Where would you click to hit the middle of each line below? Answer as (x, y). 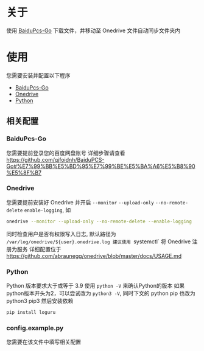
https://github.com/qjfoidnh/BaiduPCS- (55, 159)
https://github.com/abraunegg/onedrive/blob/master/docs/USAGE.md (94, 255)
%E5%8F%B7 (24, 172)
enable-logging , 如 (47, 210)
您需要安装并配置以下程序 (38, 75)
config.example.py (35, 328)
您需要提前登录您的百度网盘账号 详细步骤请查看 (66, 153)
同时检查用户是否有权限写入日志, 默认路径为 (61, 234)
